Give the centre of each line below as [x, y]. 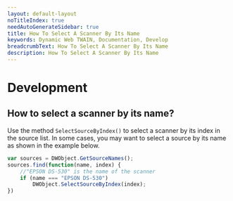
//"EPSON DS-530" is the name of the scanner [88, 171]
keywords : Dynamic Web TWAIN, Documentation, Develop [88, 40]
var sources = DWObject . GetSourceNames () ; [70, 158]
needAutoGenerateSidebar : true [53, 27]
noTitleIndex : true [36, 20]
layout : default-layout [42, 14]
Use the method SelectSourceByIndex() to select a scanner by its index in [114, 130]
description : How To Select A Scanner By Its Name [83, 53]
